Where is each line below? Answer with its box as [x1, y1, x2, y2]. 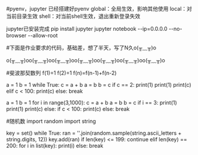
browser [6, 32, 27, 39]
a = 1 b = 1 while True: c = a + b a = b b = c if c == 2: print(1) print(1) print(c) [6, 81, 191, 88]
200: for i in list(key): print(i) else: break [6, 142, 103, 149]
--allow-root [27, 32, 58, 39]
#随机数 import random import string [6, 118, 97, 125]
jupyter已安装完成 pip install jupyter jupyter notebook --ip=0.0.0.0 [6, 26, 168, 32]
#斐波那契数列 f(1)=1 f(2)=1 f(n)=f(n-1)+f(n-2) [6, 69, 117, 76]
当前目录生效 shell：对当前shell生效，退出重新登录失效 [6, 12, 141, 20]
